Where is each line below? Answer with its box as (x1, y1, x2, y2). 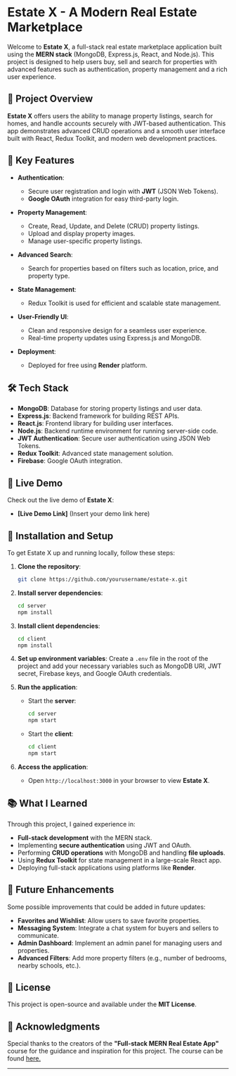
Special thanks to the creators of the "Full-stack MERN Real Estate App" (7, 1039, 219, 1048)
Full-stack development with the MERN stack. (17, 833, 152, 842)
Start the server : (27, 697, 77, 705)
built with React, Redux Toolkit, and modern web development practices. (7, 134, 218, 142)
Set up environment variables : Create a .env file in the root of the (17, 655, 209, 663)
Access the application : (17, 762, 88, 771)
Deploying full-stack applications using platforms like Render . (17, 863, 197, 872)
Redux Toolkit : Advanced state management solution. (17, 449, 174, 458)
